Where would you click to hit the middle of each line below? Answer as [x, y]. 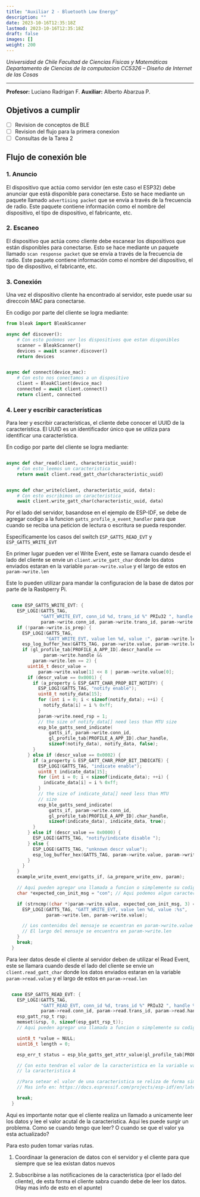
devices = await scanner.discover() [62, 351]
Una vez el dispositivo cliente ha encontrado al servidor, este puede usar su [99, 295]
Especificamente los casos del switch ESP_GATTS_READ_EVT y [79, 537]
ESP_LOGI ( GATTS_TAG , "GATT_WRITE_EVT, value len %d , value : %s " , [104, 909]
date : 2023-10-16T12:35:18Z [41, 23]
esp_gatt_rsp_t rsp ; [42, 1016]
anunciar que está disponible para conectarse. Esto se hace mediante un [96, 194]
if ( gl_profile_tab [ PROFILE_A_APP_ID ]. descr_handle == [91, 650]
